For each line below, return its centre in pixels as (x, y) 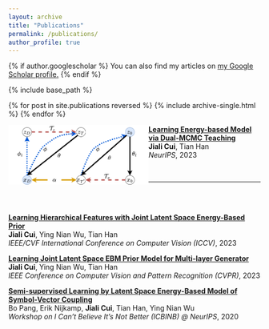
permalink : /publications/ (53, 34)
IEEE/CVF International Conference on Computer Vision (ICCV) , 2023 (122, 243)
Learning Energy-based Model (200, 130)
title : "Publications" (46, 25)
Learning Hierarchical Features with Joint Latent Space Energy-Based (127, 218)
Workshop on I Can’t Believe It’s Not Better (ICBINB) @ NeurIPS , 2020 (123, 317)
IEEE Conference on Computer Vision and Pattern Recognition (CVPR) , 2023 (134, 275)
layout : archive (35, 17)
